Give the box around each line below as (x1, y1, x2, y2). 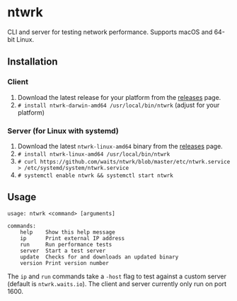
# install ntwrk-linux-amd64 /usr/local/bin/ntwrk (17, 150, 170, 158)
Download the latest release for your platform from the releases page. (17, 93, 221, 101)
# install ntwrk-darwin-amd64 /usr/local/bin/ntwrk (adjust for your (17, 101, 220, 109)
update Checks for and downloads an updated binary (20, 253, 179, 261)
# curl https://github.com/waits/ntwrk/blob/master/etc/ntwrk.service (17, 158, 231, 165)
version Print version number (20, 259, 110, 266)
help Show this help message (20, 228, 115, 236)
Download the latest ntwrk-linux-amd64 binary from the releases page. (17, 142, 223, 150)
